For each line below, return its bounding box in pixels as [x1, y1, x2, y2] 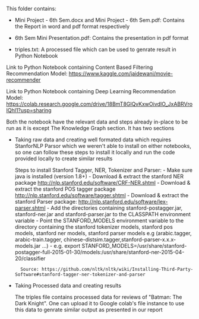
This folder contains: [6, 5, 56, 12]
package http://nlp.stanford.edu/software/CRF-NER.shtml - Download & [14, 179, 191, 186]
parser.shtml [14, 204, 46, 211]
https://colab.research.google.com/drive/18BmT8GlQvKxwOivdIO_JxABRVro [6, 100, 193, 108]
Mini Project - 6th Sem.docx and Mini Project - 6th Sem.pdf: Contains [14, 17, 185, 23]
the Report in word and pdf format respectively [14, 23, 130, 30]
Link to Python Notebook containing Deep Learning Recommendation [6, 88, 176, 94]
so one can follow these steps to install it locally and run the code [14, 149, 175, 156]
